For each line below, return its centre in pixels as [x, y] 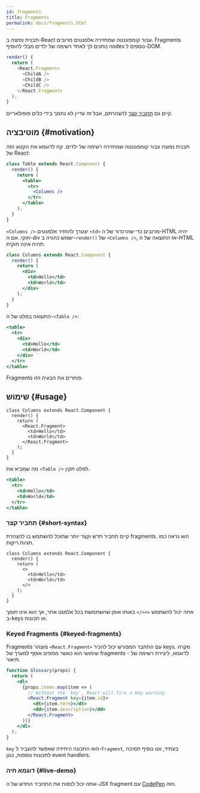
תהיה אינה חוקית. [26, 244]
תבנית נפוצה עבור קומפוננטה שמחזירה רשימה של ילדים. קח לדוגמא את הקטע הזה [98, 147]
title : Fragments [28, 17]
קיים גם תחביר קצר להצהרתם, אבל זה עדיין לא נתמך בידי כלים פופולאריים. [89, 113]
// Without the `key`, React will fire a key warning [96, 693]
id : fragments [24, 12]
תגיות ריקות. [20, 542]
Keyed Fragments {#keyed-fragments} [64, 634]
